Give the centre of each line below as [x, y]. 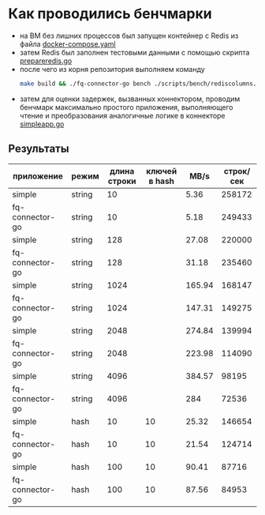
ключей [161, 171]
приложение [38, 176]
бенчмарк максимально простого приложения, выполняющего [126, 107]
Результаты [39, 149]
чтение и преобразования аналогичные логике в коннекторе [123, 115]
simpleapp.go [42, 124]
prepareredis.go [46, 61]
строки [122, 181]
